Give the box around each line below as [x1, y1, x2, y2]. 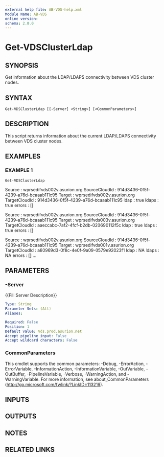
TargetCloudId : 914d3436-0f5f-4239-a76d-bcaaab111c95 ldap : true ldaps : [5, 197, 159, 203]
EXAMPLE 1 [5, 167, 33, 174]
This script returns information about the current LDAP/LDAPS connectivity [5, 133, 157, 138]
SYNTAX [5, 93, 33, 102]
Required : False [5, 320, 38, 324]
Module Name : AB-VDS [5, 12, 47, 17]
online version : [5, 16, 38, 21]
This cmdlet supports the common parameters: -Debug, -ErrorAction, [5, 361, 145, 366]
